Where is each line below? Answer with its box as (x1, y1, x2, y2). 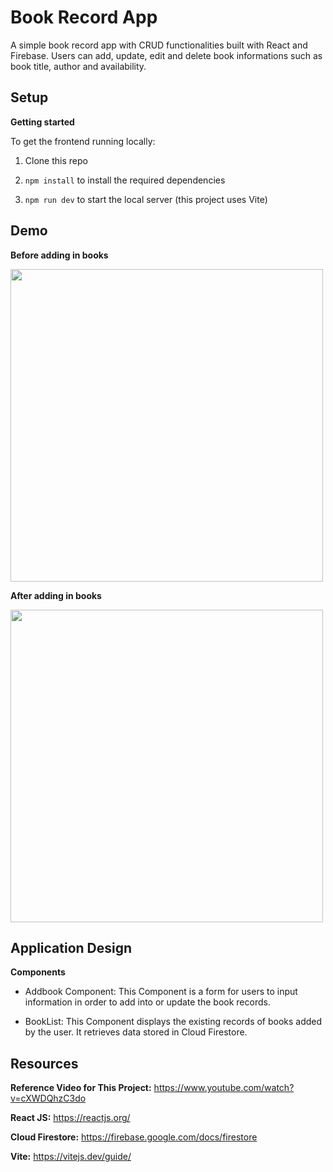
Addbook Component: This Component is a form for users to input (24, 986, 298, 998)
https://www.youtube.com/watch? (153, 1082, 295, 1094)
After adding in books (10, 589, 102, 601)
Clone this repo (24, 154, 88, 166)
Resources (10, 1055, 79, 1072)
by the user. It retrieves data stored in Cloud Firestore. (24, 1026, 248, 1038)
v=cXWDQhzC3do (10, 1092, 87, 1105)
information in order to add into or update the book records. (24, 996, 271, 1008)
